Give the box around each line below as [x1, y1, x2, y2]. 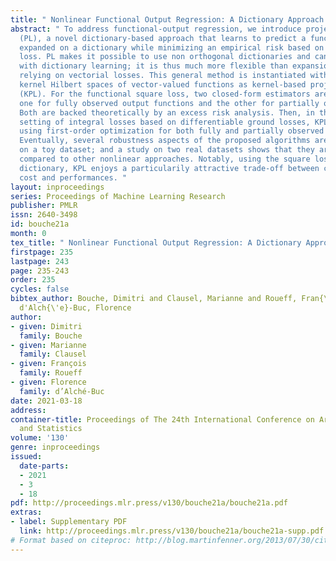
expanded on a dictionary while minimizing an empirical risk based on [19, 42, 325, 53]
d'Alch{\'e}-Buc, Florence [19, 303, 132, 313]
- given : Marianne [10, 340, 87, 350]
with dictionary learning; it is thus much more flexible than [19, 61, 288, 71]
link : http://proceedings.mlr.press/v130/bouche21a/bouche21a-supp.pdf [19, 526, 325, 536]
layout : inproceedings [10, 182, 105, 192]
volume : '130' [10, 433, 70, 443]
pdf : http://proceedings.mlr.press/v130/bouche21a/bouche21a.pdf [10, 498, 288, 508]
